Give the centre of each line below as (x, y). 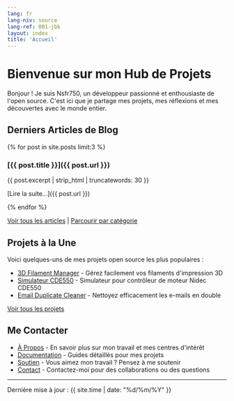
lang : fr (20, 14)
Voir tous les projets (36, 308)
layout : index (28, 33)
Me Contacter (38, 331)
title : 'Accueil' (32, 40)
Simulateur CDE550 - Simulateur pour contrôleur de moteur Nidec (112, 280)
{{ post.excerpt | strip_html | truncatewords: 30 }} (78, 180)
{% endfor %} (27, 207)
